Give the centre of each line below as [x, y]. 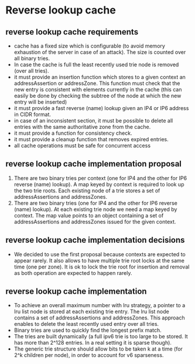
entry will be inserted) [40, 102]
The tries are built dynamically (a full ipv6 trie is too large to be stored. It [101, 336]
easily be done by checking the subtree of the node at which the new [97, 96]
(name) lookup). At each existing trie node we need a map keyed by [95, 209]
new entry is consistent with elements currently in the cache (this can [98, 89]
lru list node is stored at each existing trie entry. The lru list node [91, 312]
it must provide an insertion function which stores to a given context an [100, 77]
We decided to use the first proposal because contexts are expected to [100, 254]
